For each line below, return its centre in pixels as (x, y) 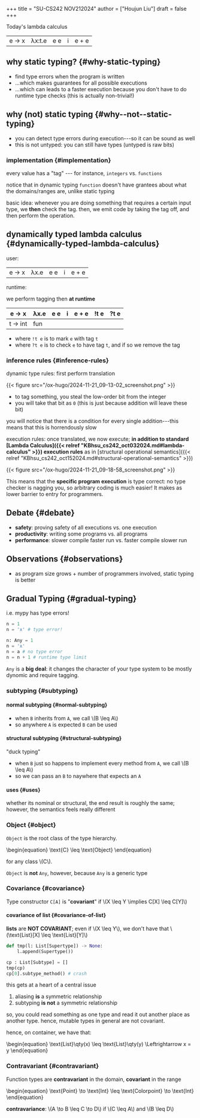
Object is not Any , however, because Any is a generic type (77, 873)
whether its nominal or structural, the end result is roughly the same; (90, 803)
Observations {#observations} (65, 559)
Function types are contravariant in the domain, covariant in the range (94, 1079)
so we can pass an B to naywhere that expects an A (78, 776)
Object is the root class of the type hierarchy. (62, 838)
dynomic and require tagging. (43, 675)
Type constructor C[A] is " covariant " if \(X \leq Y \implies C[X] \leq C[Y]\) (97, 901)
